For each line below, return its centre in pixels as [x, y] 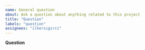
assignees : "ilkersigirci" [33, 28]
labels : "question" [26, 24]
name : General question [30, 10]
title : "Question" [24, 19]
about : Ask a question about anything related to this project [73, 14]
